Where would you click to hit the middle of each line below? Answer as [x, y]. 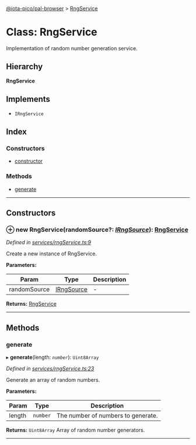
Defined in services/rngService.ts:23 [50, 368]
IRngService [29, 114]
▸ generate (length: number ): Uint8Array [52, 357]
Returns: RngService [32, 304]
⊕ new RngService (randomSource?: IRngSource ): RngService [97, 230]
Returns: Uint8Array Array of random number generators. [76, 430]
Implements [28, 99]
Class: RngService [52, 32]
